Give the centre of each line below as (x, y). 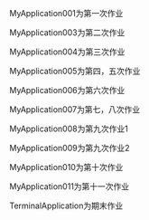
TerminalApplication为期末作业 (66, 206)
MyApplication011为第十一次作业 (70, 187)
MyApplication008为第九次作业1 (69, 129)
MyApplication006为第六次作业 (67, 90)
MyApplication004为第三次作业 (67, 52)
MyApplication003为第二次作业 (67, 33)
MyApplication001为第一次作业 (66, 13)
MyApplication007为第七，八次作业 (75, 110)
